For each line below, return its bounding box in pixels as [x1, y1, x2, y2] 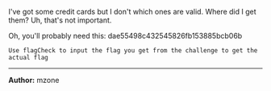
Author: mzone [8, 76, 60, 85]
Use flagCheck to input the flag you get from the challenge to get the [8, 47, 258, 55]
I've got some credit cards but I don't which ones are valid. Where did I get [8, 7, 256, 16]
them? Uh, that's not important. [8, 15, 112, 25]
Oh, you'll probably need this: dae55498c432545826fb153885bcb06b [8, 31, 243, 40]
